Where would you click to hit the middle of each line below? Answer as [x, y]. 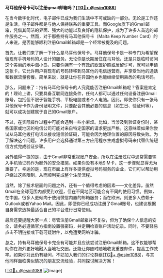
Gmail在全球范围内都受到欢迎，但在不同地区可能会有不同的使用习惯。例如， [81, 191]
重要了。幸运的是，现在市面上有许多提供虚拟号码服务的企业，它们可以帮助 [79, 169]
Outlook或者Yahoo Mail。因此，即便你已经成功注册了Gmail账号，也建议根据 [81, 204]
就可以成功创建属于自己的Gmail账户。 [43, 112]
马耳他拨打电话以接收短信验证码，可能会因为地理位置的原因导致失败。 [83, 134]
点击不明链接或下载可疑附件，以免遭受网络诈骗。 [54, 232]
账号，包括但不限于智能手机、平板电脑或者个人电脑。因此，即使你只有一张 [79, 100]
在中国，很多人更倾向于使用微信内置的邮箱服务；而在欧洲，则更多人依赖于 [79, 197]
